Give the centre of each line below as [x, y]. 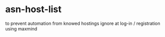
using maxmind [21, 28]
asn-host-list [34, 9]
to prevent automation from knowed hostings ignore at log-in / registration [83, 23]
